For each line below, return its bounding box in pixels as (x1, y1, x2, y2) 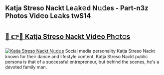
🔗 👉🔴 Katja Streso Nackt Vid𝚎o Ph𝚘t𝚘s (5, 32, 131, 41)
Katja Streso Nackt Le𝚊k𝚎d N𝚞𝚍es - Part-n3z (5, 4, 149, 12)
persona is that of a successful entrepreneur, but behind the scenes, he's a (5, 59, 160, 65)
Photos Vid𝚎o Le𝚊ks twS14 (5, 12, 91, 20)
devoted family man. (5, 64, 47, 70)
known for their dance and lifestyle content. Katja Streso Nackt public (5, 54, 148, 59)
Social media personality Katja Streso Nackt (65, 48, 156, 54)
